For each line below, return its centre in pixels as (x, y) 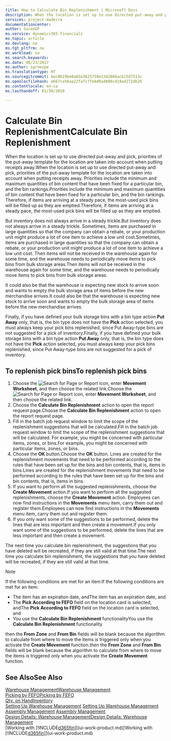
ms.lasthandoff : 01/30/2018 (35, 91)
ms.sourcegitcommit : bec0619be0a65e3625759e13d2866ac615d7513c (74, 77)
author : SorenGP (22, 29)
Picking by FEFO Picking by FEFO (40, 695)
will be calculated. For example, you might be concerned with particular (88, 438)
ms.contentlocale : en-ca (32, 86)
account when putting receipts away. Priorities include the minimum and (81, 178)
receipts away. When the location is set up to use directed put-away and (81, 167)
